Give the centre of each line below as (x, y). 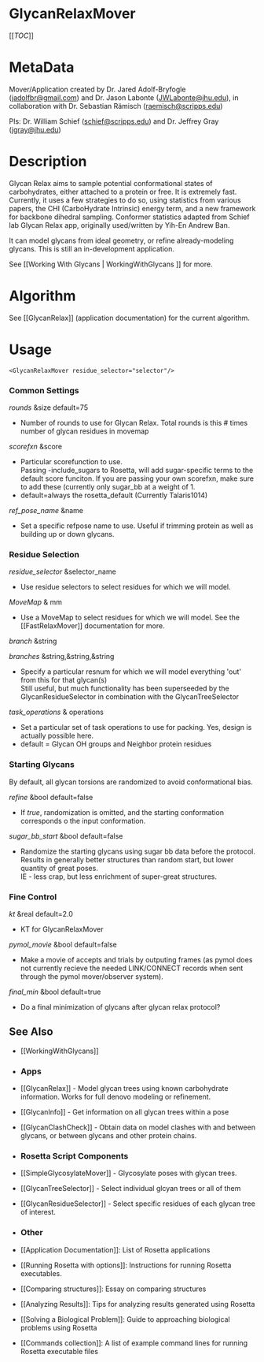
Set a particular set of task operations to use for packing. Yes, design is (136, 728)
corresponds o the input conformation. (83, 821)
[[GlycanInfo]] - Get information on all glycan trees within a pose (125, 1111)
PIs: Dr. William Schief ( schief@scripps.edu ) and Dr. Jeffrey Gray (114, 121)
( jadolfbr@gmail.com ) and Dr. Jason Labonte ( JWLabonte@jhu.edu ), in (124, 97)
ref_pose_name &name (46, 510)
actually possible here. (57, 736)
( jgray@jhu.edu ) (35, 129)
